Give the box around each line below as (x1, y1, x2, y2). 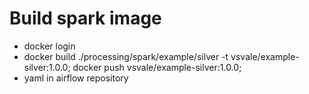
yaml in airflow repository (23, 72, 129, 84)
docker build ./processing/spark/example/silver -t (23, 50, 229, 62)
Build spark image (9, 7, 162, 30)
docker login (23, 40, 76, 52)
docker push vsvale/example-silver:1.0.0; (72, 61, 242, 73)
